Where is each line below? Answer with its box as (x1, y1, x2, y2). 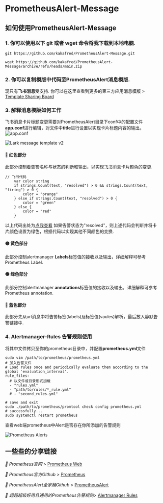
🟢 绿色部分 (5, 271, 28, 277)
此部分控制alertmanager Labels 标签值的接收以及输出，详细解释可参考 (5, 253, 146, 260)
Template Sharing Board (5, 94, 54, 100)
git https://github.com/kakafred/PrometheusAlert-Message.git (5, 51, 135, 56)
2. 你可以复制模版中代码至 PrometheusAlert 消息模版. (5, 76, 130, 83)
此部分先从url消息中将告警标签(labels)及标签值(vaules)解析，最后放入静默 (5, 314, 154, 320)
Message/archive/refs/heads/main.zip (5, 64, 82, 69)
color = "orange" (23, 192, 58, 197)
